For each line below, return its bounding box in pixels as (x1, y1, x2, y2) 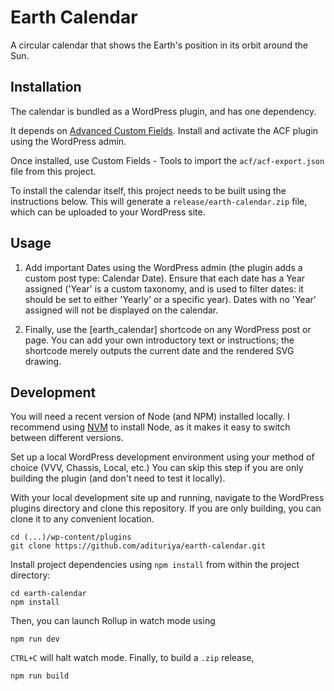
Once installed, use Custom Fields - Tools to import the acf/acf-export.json (10, 154, 325, 166)
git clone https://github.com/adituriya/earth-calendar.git (10, 541, 267, 551)
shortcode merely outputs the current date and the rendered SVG (24, 344, 295, 356)
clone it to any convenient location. (10, 513, 155, 525)
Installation (10, 79, 82, 96)
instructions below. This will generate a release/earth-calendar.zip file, (10, 195, 308, 207)
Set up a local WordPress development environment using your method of (10, 451, 315, 463)
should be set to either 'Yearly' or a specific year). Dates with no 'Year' (24, 293, 317, 305)
